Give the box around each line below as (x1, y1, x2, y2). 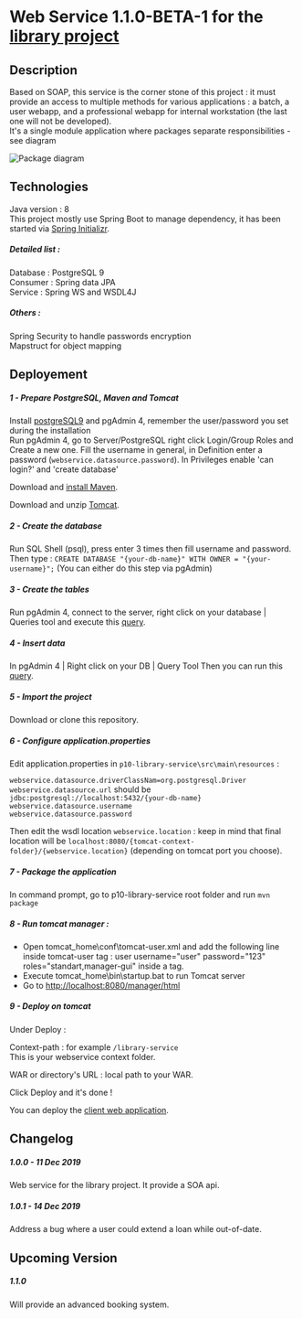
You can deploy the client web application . (9, 1104, 169, 1115)
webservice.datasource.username (9, 801, 132, 810)
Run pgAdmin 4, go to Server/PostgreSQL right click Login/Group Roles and (9, 434, 294, 445)
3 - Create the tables (9, 584, 89, 595)
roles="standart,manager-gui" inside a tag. (22, 960, 184, 971)
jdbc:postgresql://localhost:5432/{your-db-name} (9, 793, 203, 802)
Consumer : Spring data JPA (9, 276, 116, 287)
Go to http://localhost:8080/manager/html (22, 980, 181, 991)
